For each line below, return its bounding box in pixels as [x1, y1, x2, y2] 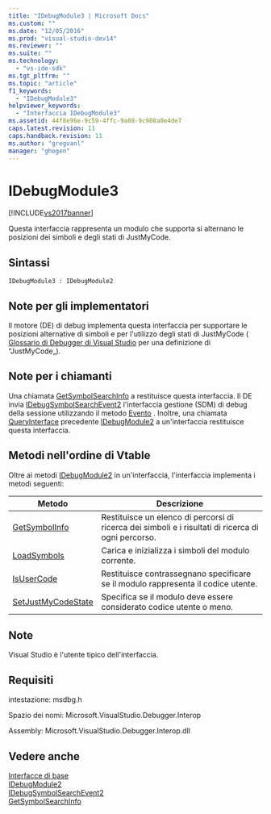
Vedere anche [8, 749, 81, 763]
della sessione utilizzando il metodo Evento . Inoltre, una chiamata [8, 408, 227, 418]
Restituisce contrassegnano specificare [101, 568, 252, 579]
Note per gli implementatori [8, 299, 149, 313]
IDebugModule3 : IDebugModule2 [8, 278, 114, 286]
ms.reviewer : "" [8, 42, 63, 50]
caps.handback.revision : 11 [8, 131, 103, 140]
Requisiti [8, 673, 54, 687]
